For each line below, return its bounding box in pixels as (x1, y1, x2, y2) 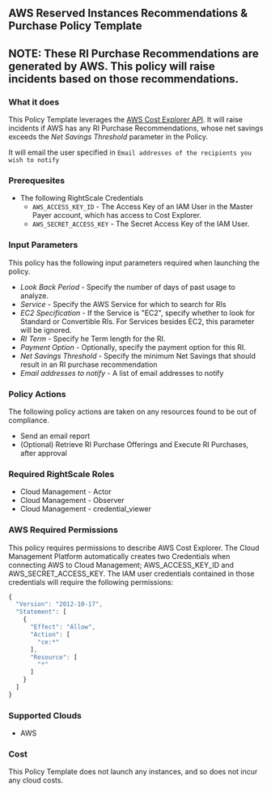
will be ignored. (19, 325, 72, 335)
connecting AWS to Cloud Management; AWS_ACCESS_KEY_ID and (8, 560, 235, 569)
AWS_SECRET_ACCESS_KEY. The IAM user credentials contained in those (8, 569, 255, 578)
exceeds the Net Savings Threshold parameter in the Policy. (8, 132, 209, 142)
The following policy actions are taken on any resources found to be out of (8, 407, 257, 416)
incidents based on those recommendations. (8, 72, 239, 86)
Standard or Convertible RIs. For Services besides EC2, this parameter (19, 316, 255, 326)
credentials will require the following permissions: (8, 577, 174, 586)
